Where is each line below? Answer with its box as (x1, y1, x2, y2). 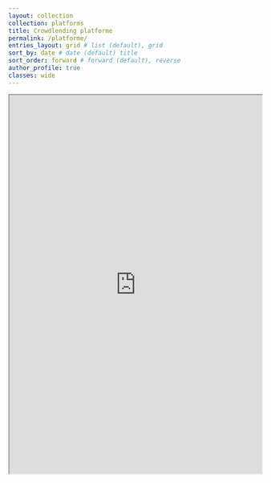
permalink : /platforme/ (8, 34, 88, 43)
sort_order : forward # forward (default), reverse (8, 57, 181, 65)
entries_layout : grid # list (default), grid (8, 42, 163, 50)
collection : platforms (8, 19, 84, 27)
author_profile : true (8, 64, 81, 72)
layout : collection (8, 11, 74, 20)
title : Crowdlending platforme (8, 26, 113, 34)
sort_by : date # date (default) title (8, 49, 138, 57)
